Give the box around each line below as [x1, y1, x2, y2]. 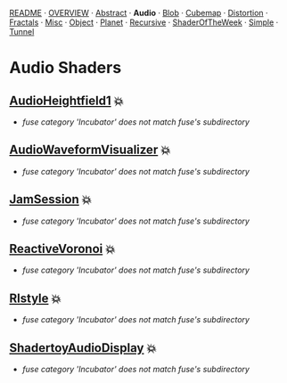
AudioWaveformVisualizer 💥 [9, 143, 171, 158]
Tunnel [9, 27, 35, 37]
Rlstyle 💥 [9, 290, 61, 306]
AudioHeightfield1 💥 [9, 93, 125, 108]
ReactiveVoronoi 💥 [9, 241, 116, 257]
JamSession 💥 [9, 191, 92, 208]
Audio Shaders [9, 58, 122, 78]
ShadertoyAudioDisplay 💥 [9, 340, 158, 355]
